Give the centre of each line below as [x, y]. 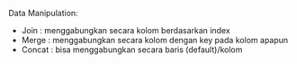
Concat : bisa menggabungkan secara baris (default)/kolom [132, 50]
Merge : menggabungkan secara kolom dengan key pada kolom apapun [155, 40]
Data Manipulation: [43, 13]
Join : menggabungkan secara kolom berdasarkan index [126, 30]
